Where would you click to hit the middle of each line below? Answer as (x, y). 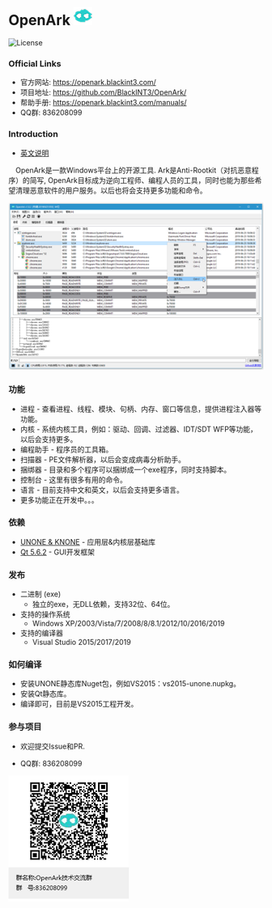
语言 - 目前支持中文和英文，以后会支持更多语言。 (102, 490)
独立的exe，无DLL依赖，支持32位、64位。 (103, 605)
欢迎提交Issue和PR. (52, 746)
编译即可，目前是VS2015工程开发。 (79, 704)
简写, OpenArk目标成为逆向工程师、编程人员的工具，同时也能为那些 (142, 180)
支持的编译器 (41, 633)
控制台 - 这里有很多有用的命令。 (74, 479)
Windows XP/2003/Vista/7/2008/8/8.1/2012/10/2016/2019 (128, 624)
